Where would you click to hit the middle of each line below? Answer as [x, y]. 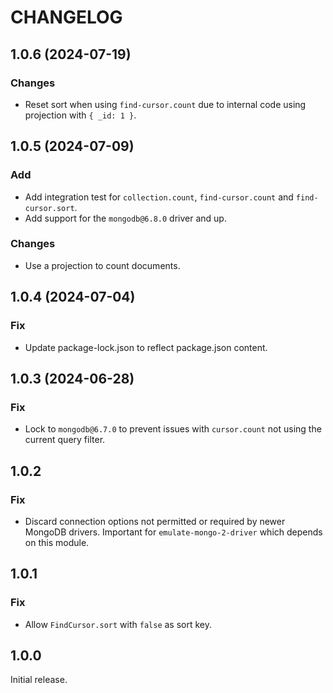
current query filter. [65, 440]
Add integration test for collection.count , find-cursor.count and [159, 197]
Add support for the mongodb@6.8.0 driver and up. [125, 218]
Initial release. [39, 680]
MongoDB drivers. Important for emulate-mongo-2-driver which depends [173, 532]
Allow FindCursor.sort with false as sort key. [118, 624]
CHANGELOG [66, 17]
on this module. [57, 542]
